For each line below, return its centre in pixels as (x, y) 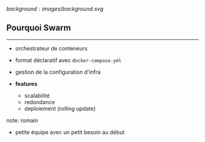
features (26, 83)
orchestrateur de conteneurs (51, 48)
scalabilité (37, 95)
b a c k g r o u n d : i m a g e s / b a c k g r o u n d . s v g (55, 9)
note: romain (22, 120)
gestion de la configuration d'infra (58, 72)
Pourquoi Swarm (39, 28)
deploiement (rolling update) (60, 108)
